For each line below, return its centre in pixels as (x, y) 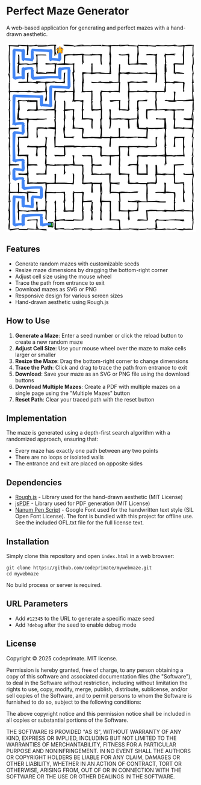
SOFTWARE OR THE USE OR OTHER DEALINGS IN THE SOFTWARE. (91, 776)
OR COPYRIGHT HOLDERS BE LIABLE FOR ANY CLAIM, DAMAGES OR (93, 757)
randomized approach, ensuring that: (52, 439)
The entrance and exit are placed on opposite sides (79, 464)
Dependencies (34, 482)
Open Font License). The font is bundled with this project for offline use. (104, 517)
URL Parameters (37, 604)
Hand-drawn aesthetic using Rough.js (62, 302)
